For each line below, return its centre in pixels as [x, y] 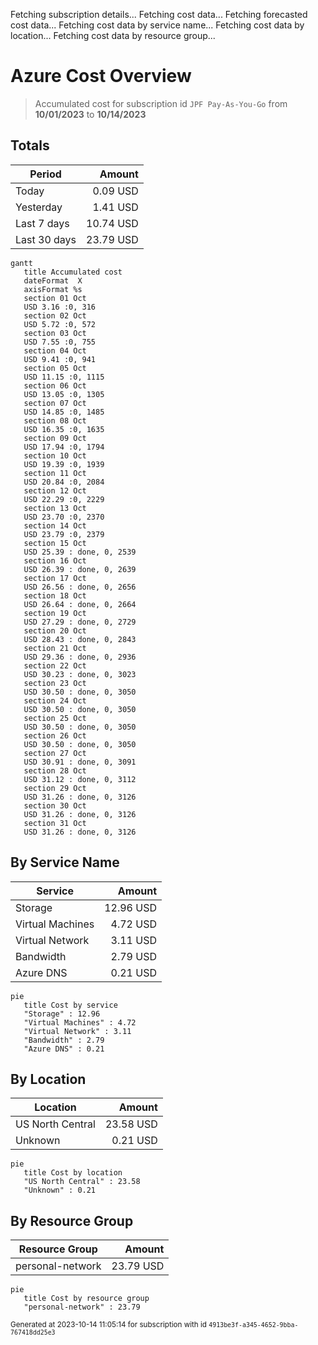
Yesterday [39, 207]
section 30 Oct [55, 805]
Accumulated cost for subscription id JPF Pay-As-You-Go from [161, 103]
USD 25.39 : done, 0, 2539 [80, 552]
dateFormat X [53, 280]
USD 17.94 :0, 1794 [64, 447]
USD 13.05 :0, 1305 [64, 394]
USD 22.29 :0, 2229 [64, 499]
